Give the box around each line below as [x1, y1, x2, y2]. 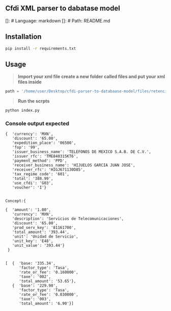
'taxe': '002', [18, 274, 51, 279]
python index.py [5, 108, 40, 113]
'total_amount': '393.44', [12, 229, 70, 235]
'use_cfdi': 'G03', [12, 180, 53, 186]
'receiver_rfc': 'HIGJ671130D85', [12, 167, 85, 172]
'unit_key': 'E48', [12, 239, 53, 244]
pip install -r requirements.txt [5, 46, 76, 51]
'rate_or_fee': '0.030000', [18, 292, 79, 297]
